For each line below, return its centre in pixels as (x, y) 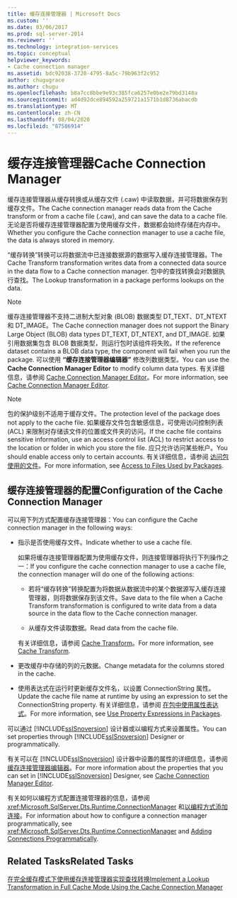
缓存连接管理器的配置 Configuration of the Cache (115, 490)
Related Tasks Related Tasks (71, 861)
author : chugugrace (36, 80)
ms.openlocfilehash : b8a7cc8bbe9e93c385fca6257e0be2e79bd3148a (103, 93)
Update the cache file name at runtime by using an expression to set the (123, 696)
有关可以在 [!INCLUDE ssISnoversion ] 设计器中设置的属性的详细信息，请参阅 (117, 759)
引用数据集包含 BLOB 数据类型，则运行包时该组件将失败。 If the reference (114, 343)
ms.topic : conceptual (39, 54)
